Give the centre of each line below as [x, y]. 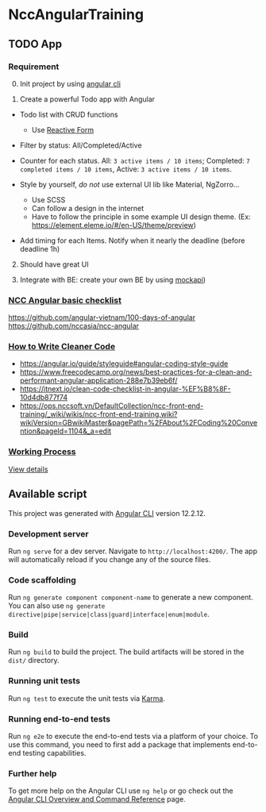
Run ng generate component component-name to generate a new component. [131, 598]
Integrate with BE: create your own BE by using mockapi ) [113, 279]
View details [28, 469]
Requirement [34, 67]
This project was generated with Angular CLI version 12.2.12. [107, 513]
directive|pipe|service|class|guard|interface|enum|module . [109, 614]
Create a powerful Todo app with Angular [87, 99]
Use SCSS [48, 199]
